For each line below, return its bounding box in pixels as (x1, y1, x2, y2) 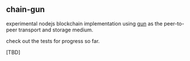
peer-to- (163, 20, 185, 27)
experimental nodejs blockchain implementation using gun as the (6, 20, 163, 27)
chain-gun (6, 5, 45, 15)
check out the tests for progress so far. (6, 37, 100, 44)
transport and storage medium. (18, 26, 94, 33)
